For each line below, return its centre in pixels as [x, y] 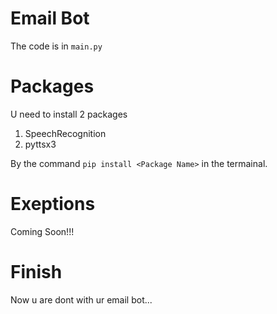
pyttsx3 [40, 144]
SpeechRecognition [65, 133]
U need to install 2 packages [69, 114]
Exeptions [53, 204]
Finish [36, 272]
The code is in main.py [56, 46]
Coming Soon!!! [42, 231]
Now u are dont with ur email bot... [81, 299]
